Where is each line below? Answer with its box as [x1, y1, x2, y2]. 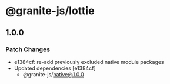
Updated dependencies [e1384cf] [14, 65, 96, 72]
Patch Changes [5, 45, 51, 53]
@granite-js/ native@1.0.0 [22, 70, 85, 78]
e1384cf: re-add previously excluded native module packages [14, 58, 164, 65]
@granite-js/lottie [5, 4, 95, 18]
